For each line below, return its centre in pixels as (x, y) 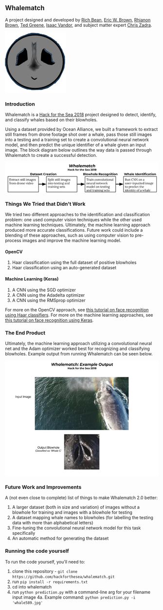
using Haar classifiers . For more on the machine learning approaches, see (79, 315)
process (13, 240)
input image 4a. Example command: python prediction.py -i (74, 597)
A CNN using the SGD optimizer (44, 290)
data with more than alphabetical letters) (53, 523)
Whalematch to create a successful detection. (51, 155)
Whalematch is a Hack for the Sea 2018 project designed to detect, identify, (81, 115)
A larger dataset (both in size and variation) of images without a (76, 507)
